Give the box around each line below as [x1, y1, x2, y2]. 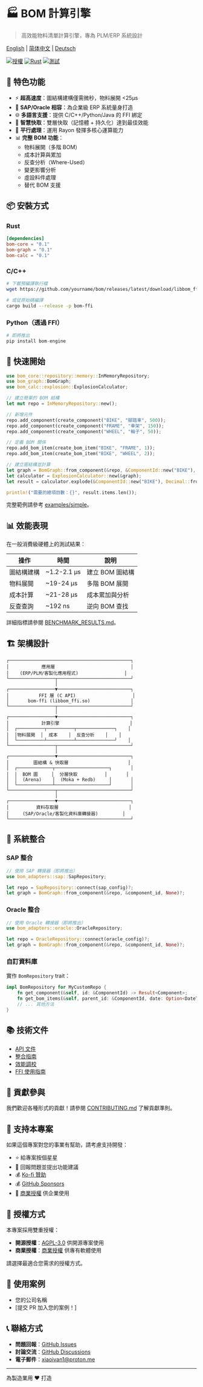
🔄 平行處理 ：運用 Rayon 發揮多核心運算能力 [14, 126, 124, 133]
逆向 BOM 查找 [86, 602, 129, 611]
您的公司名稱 [14, 1296, 47, 1303]
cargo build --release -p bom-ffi [6, 302, 94, 309]
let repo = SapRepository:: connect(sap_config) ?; [6, 884, 134, 891]
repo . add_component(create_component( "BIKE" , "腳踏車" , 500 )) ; [6, 417, 166, 423]
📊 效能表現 [6, 521, 48, 531]
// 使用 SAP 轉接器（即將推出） [6, 868, 78, 874]
